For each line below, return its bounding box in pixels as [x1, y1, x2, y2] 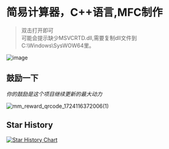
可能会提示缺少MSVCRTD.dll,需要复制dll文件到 [21, 34, 137, 41]
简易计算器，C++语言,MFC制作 [6, 5, 163, 19]
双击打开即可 [21, 27, 53, 34]
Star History [6, 120, 53, 130]
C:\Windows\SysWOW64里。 [21, 42, 95, 49]
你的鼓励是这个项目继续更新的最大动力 [6, 90, 102, 98]
